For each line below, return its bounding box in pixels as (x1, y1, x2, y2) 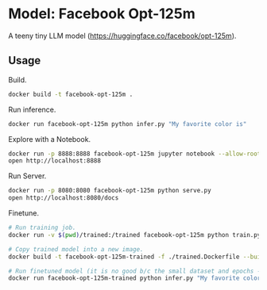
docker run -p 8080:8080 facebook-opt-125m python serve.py (8, 187, 212, 195)
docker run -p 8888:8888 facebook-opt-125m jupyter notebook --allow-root (8, 150, 261, 158)
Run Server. (8, 171, 47, 181)
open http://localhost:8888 (8, 157, 102, 165)
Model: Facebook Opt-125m (8, 5, 196, 23)
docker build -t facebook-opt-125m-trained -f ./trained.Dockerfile (8, 253, 240, 261)
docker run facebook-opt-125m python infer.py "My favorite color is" (8, 120, 247, 128)
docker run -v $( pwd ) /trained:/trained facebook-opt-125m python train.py (8, 231, 261, 238)
